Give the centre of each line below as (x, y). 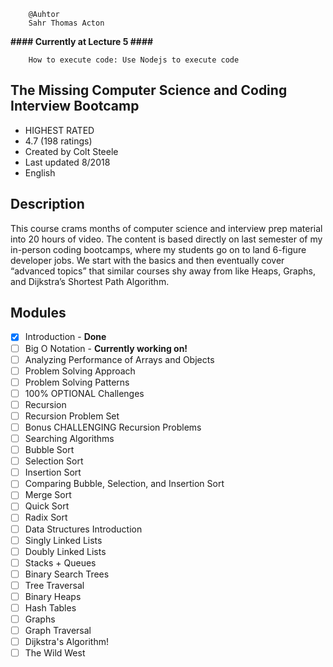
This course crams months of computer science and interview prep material (166, 228)
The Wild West (55, 653)
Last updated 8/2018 (67, 162)
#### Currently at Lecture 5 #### (82, 41)
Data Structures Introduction (83, 529)
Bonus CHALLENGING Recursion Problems (113, 427)
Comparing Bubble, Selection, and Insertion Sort (124, 484)
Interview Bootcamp (75, 106)
